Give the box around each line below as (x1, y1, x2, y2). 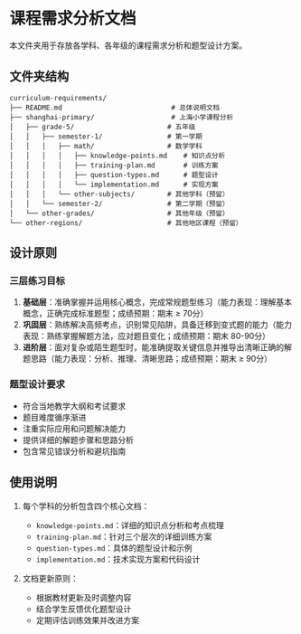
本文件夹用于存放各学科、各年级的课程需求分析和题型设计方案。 (9, 40, 247, 51)
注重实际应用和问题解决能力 (22, 422, 127, 434)
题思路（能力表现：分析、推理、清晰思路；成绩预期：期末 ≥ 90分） (22, 354, 273, 364)
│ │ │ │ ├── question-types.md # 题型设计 (9, 170, 219, 179)
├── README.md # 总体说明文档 (9, 103, 221, 112)
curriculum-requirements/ (9, 93, 107, 102)
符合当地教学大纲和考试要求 (22, 400, 127, 412)
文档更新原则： (22, 572, 79, 583)
